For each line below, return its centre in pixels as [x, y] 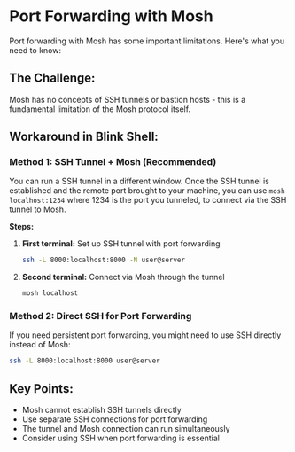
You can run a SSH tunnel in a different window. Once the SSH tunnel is [140, 181]
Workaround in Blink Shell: [84, 137]
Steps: [21, 227]
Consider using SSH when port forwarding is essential [120, 438]
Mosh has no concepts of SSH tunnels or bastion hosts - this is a [128, 99]
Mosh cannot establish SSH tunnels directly [101, 410]
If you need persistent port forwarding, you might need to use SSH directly [145, 335]
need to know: [35, 50]
